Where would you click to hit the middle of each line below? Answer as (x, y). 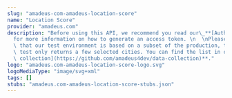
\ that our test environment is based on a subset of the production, (117, 46)
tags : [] (20, 78)
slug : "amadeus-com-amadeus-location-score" (72, 13)
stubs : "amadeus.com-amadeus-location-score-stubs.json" (91, 84)
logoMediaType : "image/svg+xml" (54, 71)
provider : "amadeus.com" (43, 26)
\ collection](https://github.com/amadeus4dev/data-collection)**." (114, 59)
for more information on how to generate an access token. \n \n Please (120, 39)
